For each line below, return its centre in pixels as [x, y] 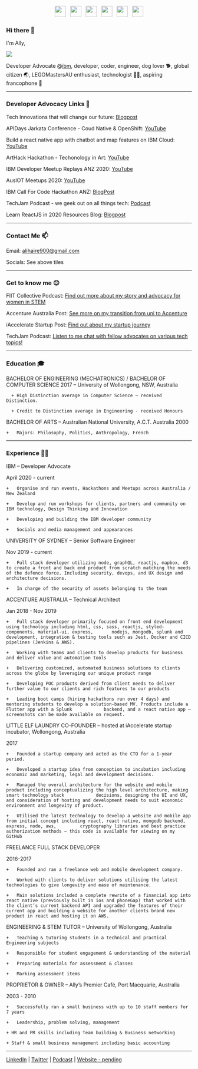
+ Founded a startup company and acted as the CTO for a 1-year [89, 754]
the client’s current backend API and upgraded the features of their [95, 905]
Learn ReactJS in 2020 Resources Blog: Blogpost [66, 215]
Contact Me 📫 [27, 236]
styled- [155, 627]
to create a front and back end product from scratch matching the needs [99, 568]
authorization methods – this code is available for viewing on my [91, 831]
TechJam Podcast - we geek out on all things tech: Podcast [78, 203]
